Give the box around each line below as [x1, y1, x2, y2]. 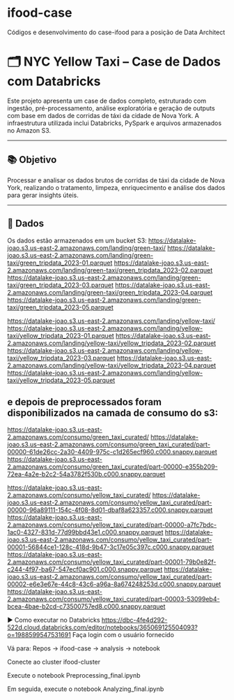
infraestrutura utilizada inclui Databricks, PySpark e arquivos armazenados [7, 119, 221, 127]
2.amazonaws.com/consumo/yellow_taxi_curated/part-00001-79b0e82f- [7, 557, 217, 567]
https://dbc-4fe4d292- [101, 616, 168, 625]
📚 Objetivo [7, 154, 57, 166]
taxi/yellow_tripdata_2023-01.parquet [7, 331, 115, 340]
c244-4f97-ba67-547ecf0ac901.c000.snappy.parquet [7, 565, 163, 574]
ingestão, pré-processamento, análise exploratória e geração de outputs [7, 103, 215, 112]
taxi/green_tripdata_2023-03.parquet [7, 281, 114, 289]
